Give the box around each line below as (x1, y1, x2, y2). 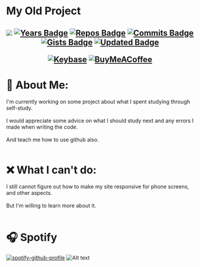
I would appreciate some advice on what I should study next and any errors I (6, 117, 194, 124)
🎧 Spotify (6, 231, 58, 244)
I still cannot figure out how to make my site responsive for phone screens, (6, 183, 189, 190)
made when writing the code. (6, 123, 79, 131)
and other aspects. (6, 190, 52, 197)
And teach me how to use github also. (6, 136, 99, 143)
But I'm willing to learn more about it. (6, 202, 96, 209)
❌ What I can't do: (6, 163, 97, 176)
